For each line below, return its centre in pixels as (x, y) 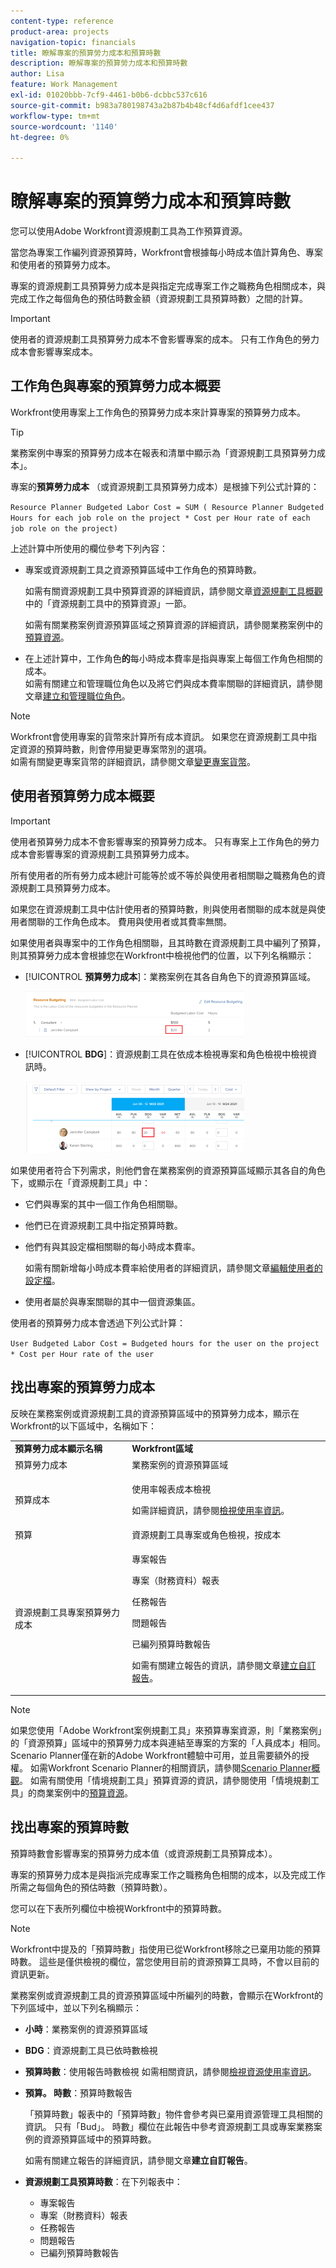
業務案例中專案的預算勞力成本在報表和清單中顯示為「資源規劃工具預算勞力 (163, 452)
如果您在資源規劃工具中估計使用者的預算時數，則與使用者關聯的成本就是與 (163, 909)
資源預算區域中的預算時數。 (99, 2139)
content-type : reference (62, 21)
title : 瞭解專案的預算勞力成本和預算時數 (86, 53)
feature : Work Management (64, 85)
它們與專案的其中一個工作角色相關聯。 (103, 1204)
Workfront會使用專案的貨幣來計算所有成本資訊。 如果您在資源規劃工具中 (159, 736)
